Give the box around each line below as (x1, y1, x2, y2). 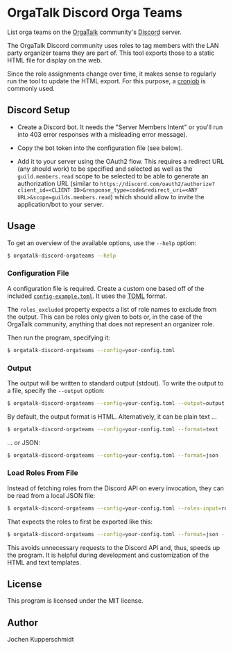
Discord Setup (7, 104, 71, 116)
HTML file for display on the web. (7, 56, 103, 64)
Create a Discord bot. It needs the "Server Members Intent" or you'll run (17, 123, 223, 131)
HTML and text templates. (7, 558, 82, 567)
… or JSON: (7, 438, 40, 447)
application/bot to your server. (17, 200, 104, 208)
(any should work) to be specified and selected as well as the (17, 165, 193, 173)
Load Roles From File (7, 468, 78, 478)
